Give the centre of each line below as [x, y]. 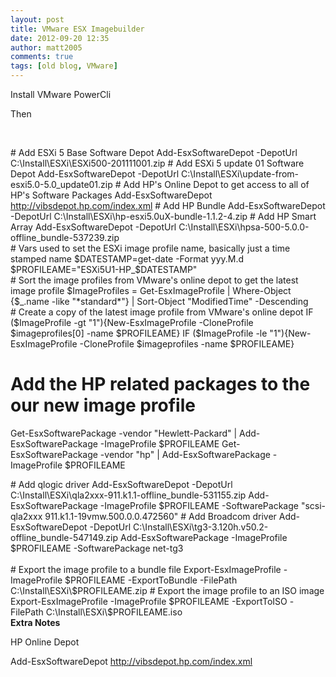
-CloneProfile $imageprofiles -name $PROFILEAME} [187, 344]
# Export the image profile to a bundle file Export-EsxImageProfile [146, 569]
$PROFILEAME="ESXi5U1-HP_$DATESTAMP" [104, 269]
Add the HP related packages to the [160, 384]
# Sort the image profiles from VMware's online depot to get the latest [154, 280]
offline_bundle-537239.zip [65, 237]
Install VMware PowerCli [61, 94]
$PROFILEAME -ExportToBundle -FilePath [151, 580]
